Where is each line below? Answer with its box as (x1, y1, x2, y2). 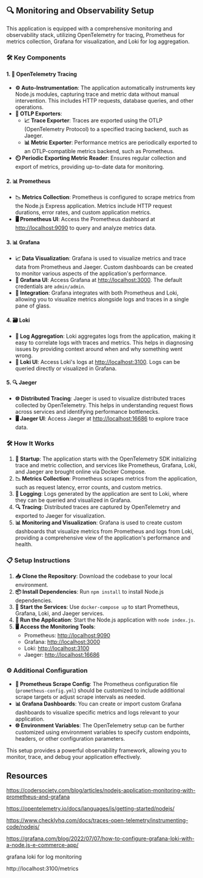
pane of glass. (15, 302, 51, 309)
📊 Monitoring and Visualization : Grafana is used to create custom (15, 519, 182, 526)
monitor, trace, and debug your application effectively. (6, 753, 142, 760)
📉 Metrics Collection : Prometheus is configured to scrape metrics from (15, 194, 195, 201)
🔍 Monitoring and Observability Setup (6, 5, 155, 16)
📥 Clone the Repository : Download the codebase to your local (15, 572, 173, 580)
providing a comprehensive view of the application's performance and (15, 534, 191, 541)
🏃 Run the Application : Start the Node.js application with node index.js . (15, 616, 196, 623)
